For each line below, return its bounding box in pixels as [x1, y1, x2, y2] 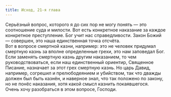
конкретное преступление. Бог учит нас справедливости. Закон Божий [5, 32, 162, 38]
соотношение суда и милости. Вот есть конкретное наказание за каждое [5, 26, 166, 33]
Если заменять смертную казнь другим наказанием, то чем [5, 54, 137, 60]
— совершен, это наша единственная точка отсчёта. [5, 38, 121, 44]
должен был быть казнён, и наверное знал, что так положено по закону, [5, 75, 164, 81]
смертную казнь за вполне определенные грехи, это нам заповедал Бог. [5, 48, 165, 54]
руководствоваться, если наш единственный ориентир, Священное [5, 59, 154, 65]
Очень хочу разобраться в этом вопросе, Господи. [5, 86, 117, 92]
